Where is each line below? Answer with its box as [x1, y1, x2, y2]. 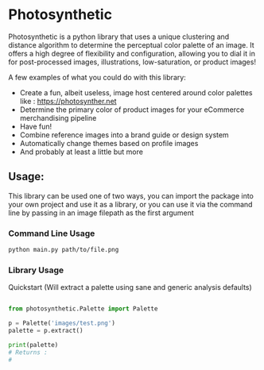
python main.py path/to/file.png [8, 246, 119, 254]
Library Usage [8, 264, 64, 276]
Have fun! [19, 121, 52, 131]
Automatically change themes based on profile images [19, 138, 199, 148]
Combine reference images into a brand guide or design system [19, 129, 229, 140]
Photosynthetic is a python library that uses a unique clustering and [8, 32, 230, 41]
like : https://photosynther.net [19, 96, 117, 106]
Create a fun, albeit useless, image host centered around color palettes [19, 87, 253, 97]
